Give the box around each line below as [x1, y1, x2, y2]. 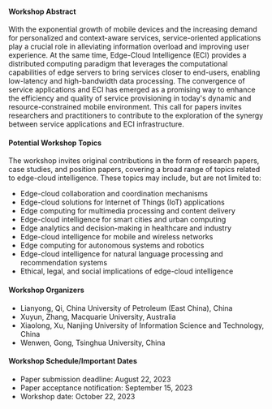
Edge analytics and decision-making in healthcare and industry [19, 223, 232, 233]
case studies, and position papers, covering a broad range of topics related [8, 165, 261, 174]
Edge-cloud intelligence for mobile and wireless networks [19, 232, 214, 242]
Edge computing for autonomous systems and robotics [19, 240, 205, 251]
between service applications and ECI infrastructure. [8, 119, 184, 129]
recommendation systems [19, 258, 108, 268]
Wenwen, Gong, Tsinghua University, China [19, 338, 166, 347]
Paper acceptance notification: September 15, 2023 [19, 382, 193, 393]
